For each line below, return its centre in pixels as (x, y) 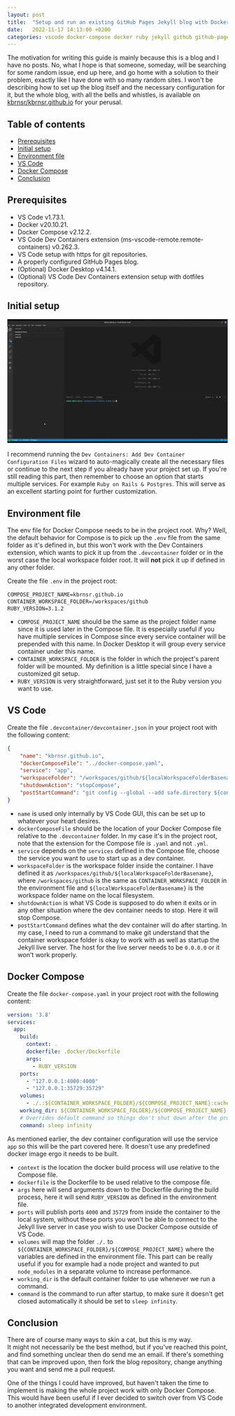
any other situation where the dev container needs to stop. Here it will (117, 910)
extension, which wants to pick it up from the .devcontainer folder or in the (115, 552)
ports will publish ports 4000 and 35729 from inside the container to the (119, 1212)
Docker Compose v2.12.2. (55, 232)
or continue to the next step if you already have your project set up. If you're (117, 469)
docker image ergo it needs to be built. (63, 1154)
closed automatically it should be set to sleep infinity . (98, 1301)
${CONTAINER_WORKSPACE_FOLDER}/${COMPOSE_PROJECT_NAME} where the (116, 1249)
